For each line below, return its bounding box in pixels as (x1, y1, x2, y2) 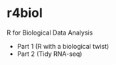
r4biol (6, 5, 43, 21)
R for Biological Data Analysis (6, 28, 93, 37)
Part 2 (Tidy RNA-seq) (16, 49, 83, 58)
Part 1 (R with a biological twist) (16, 42, 110, 50)
